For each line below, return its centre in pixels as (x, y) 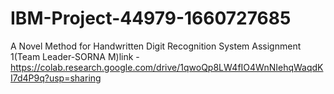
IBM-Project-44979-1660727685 (151, 18)
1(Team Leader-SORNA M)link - (75, 56)
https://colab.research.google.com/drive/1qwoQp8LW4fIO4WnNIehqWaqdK (167, 67)
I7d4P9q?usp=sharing (56, 78)
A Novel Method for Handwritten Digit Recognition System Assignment (156, 46)
